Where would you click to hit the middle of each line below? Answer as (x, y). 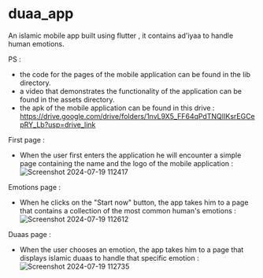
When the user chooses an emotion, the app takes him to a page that (131, 250)
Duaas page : (30, 234)
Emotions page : (35, 187)
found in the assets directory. (67, 99)
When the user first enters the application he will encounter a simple (130, 155)
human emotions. (36, 43)
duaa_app (41, 14)
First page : (27, 139)
